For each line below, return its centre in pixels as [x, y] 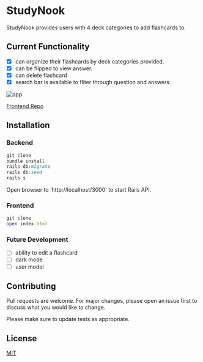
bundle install [26, 161]
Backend [20, 143]
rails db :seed [24, 172]
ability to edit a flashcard [46, 253]
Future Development [37, 240]
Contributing [31, 286]
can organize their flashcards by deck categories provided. [90, 61]
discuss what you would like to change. [56, 307]
